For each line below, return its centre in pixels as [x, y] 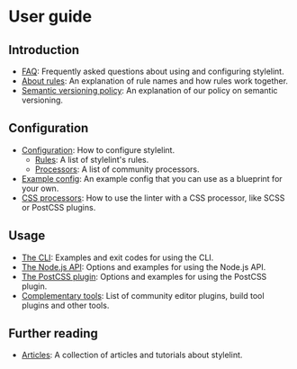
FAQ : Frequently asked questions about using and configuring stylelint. [153, 71]
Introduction [44, 50]
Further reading [53, 333]
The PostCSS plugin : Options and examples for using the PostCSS [144, 276]
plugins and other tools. [65, 305]
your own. [40, 188]
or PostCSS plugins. [58, 207]
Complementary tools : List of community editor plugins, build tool [143, 295]
